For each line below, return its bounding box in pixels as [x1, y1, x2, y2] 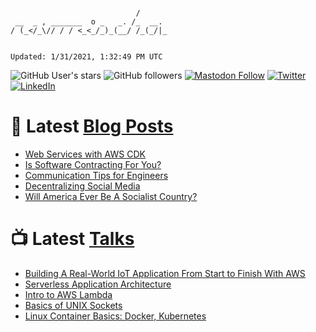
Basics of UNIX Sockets [24, 299, 123, 311]
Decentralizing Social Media [24, 180, 141, 192]
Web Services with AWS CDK [24, 148, 146, 160]
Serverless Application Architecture [24, 278, 172, 290]
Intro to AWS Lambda [24, 288, 113, 300]
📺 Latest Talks [10, 228, 135, 250]
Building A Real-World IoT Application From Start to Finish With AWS [24, 267, 306, 279]
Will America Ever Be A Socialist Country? [24, 190, 198, 202]
